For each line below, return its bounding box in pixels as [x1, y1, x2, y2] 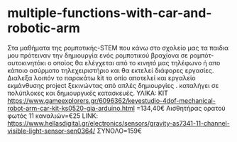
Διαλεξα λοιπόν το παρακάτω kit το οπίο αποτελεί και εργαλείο [7, 73, 197, 82]
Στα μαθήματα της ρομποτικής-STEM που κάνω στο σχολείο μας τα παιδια [7, 43, 229, 52]
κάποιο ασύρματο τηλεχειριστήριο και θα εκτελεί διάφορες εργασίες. [7, 66, 214, 75]
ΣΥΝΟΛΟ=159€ [97, 126, 142, 135]
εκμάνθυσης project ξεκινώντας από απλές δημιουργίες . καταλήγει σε [7, 81, 219, 89]
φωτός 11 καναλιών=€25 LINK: [7, 111, 98, 120]
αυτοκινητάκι [7, 58, 46, 67]
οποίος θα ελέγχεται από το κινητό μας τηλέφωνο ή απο [53, 58, 221, 67]
